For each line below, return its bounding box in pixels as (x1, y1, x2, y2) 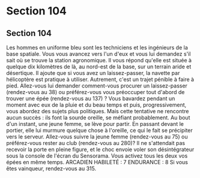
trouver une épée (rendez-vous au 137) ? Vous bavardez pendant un (6, 95, 175, 102)
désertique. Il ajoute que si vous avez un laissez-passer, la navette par (6, 70, 180, 76)
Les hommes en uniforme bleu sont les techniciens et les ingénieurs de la (6, 44, 188, 51)
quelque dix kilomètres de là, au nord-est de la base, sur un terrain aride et (6, 63, 192, 70)
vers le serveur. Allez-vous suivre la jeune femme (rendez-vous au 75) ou (6, 133, 188, 140)
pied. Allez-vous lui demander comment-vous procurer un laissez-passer (6, 82, 188, 89)
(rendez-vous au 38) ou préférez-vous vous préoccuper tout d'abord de (6, 89, 185, 95)
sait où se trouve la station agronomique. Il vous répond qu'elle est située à (6, 57, 192, 64)
